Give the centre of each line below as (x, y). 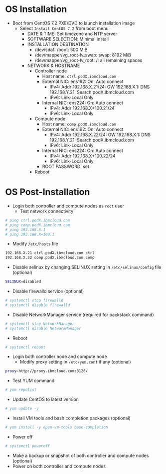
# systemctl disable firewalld (38, 305)
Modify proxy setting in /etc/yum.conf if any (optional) (75, 362)
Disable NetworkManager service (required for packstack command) (83, 314)
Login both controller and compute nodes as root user (68, 205)
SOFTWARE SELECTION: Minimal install (68, 39)
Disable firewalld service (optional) (48, 291)
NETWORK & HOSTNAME (54, 65)
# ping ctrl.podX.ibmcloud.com (38, 220)
